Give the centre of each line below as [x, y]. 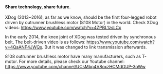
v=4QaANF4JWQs [24, 47]
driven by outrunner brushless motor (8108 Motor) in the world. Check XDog [81, 23]
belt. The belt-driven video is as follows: [45, 42]
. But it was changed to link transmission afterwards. [94, 47]
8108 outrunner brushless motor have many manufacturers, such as [73, 56]
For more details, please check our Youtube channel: [72, 62]
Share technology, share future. [38, 7]
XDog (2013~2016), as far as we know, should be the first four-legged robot [81, 17]
